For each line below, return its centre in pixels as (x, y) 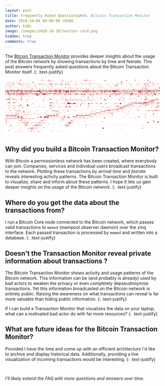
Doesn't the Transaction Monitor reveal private (78, 253)
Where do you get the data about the (62, 203)
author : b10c (18, 26)
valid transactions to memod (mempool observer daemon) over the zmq (76, 227)
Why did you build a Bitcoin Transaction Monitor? (82, 149)
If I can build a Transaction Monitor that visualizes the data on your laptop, (80, 309)
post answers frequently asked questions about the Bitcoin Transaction (77, 66)
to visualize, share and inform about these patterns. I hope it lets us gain (78, 182)
